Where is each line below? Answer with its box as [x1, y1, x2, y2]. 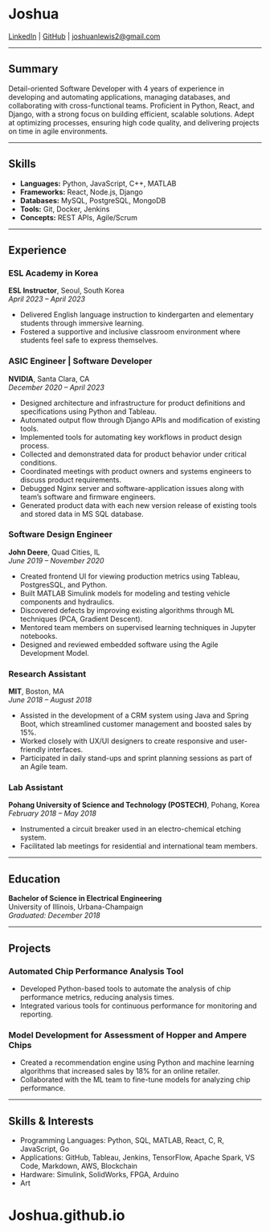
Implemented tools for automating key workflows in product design [19, 432, 243, 442]
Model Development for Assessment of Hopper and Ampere [8, 1029, 247, 1041]
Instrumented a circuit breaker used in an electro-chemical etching [19, 825, 241, 834]
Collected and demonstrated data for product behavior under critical [19, 449, 247, 459]
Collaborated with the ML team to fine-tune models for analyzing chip [19, 1074, 251, 1085]
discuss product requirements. [19, 475, 122, 485]
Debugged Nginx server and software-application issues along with [19, 483, 244, 493]
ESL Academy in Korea [8, 267, 99, 278]
